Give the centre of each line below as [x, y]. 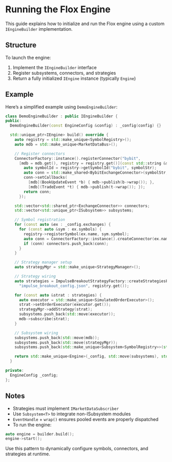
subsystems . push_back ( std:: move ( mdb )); [57, 338]
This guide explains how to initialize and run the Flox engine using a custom [85, 24]
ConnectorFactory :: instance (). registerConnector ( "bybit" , [78, 158]
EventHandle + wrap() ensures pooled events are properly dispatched [85, 419]
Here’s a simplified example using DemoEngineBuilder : [61, 107]
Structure [21, 45]
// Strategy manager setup [43, 262]
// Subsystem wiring [36, 333]
